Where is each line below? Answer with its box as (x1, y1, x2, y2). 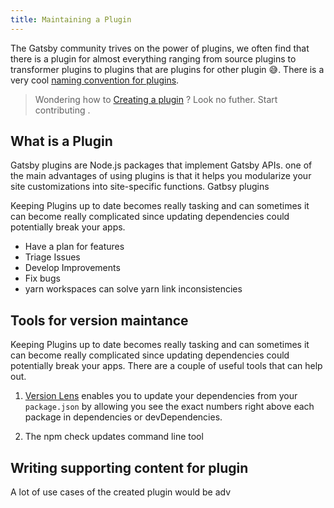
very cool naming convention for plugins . (10, 74, 180, 86)
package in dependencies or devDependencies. (24, 411, 223, 423)
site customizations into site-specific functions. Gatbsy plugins (10, 181, 270, 193)
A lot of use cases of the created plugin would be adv (10, 486, 232, 498)
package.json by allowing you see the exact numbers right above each (24, 401, 315, 413)
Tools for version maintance (10, 312, 189, 329)
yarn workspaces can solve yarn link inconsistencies (24, 283, 243, 295)
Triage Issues (24, 251, 81, 263)
